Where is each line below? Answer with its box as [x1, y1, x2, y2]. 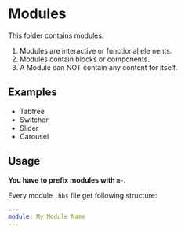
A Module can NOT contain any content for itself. [19, 62, 178, 72]
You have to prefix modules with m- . [8, 175, 127, 185]
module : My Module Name [8, 213, 86, 221]
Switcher [19, 115, 49, 124]
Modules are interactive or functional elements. [19, 46, 172, 55]
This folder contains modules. [8, 31, 104, 40]
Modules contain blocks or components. [19, 54, 151, 64]
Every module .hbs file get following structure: [8, 190, 158, 200]
